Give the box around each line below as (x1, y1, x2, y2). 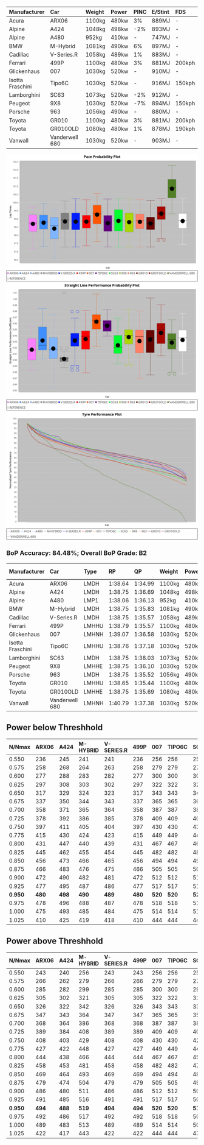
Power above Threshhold (6, 935, 103, 946)
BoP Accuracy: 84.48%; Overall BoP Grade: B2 (6, 549, 148, 557)
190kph (175, 125, 195, 132)
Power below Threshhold (6, 722, 103, 733)
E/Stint (151, 8, 170, 15)
